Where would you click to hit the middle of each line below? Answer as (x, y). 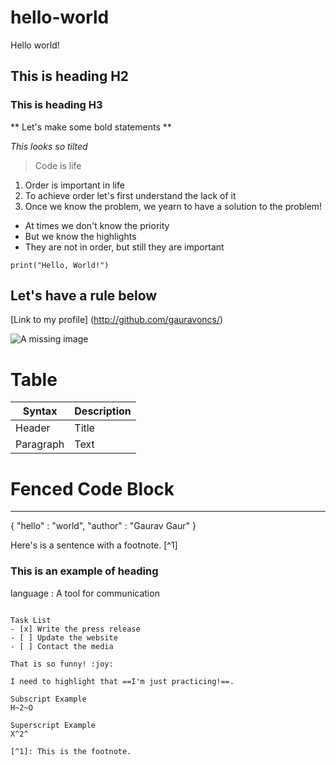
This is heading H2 (70, 76)
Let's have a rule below (84, 296)
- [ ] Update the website (64, 637)
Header (33, 428)
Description (103, 411)
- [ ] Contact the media (62, 646)
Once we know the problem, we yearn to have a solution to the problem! (173, 206)
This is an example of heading (84, 571)
